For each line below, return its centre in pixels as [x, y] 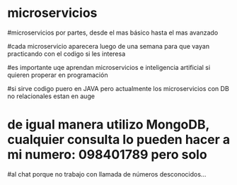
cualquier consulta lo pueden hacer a [119, 140]
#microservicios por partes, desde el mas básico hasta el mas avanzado [113, 32]
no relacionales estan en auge [51, 96]
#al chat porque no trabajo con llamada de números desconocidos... [107, 174]
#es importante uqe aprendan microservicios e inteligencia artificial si [109, 67]
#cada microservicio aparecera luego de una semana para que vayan [109, 46]
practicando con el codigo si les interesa [67, 54]
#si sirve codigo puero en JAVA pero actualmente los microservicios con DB [118, 88]
